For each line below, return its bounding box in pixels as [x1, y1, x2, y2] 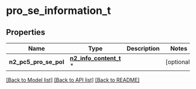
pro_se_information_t [6, 4, 111, 17]
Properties [6, 27, 45, 37]
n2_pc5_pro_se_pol [9, 58, 64, 66]
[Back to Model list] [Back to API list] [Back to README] [6, 77, 140, 83]
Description [126, 45, 160, 52]
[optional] [165, 58, 192, 66]
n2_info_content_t [69, 54, 121, 62]
